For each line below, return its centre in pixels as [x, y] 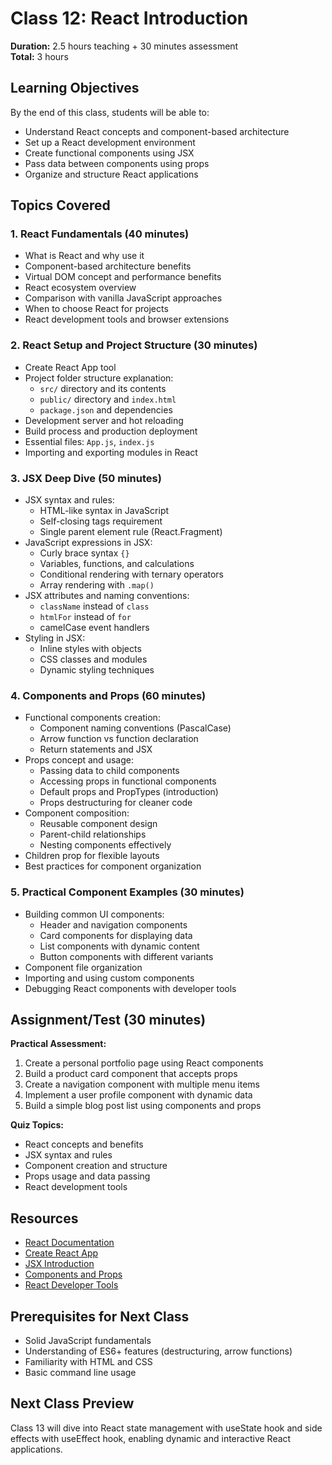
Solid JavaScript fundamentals [88, 1341]
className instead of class [94, 606]
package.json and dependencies [106, 409]
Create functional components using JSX [109, 153]
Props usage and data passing [87, 1176]
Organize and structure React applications [111, 174]
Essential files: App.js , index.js [89, 441]
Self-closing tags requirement [101, 521]
